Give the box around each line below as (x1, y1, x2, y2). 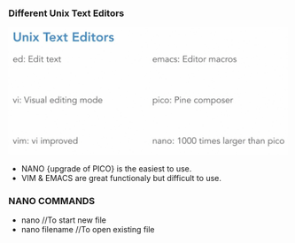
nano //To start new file (20, 215, 107, 225)
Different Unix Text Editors (8, 7, 125, 19)
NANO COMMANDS (8, 194, 96, 207)
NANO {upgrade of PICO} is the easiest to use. (20, 163, 192, 174)
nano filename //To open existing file (20, 224, 156, 234)
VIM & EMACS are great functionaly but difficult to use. (20, 172, 222, 183)
